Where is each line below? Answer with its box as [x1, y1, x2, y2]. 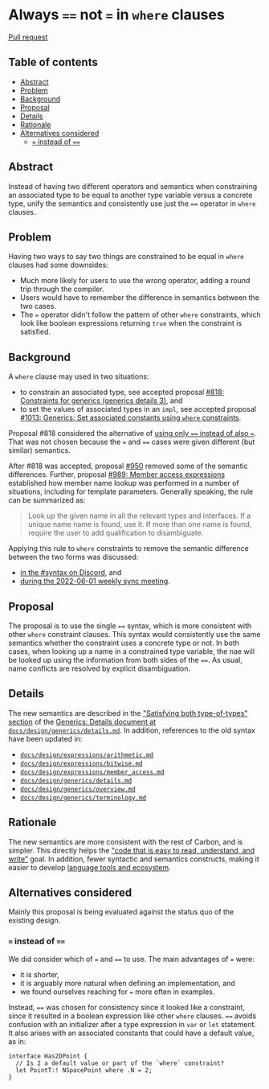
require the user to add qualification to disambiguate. [27, 528, 204, 538]
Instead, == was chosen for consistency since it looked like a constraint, [8, 1002, 245, 1012]
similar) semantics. [8, 446, 71, 455]
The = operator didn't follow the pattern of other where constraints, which [19, 310, 261, 319]
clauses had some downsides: [8, 260, 108, 270]
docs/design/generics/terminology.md [19, 794, 147, 802]
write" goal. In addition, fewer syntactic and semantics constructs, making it [8, 854, 259, 864]
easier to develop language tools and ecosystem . [8, 862, 171, 872]
